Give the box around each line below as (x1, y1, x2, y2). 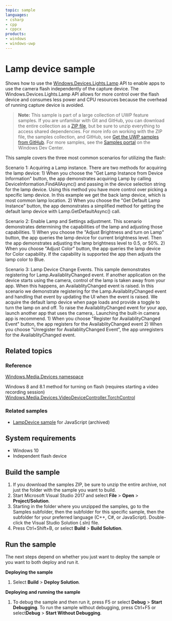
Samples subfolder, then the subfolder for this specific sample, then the (12, 509, 165, 515)
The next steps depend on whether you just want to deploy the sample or (5, 554, 161, 560)
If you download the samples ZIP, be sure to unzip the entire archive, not (12, 481, 166, 488)
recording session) (5, 389, 45, 396)
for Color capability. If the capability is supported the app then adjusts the (5, 251, 162, 257)
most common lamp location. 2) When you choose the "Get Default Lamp (5, 197, 160, 203)
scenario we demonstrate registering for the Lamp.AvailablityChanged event (5, 288, 167, 294)
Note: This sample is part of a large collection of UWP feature (17, 111, 149, 118)
